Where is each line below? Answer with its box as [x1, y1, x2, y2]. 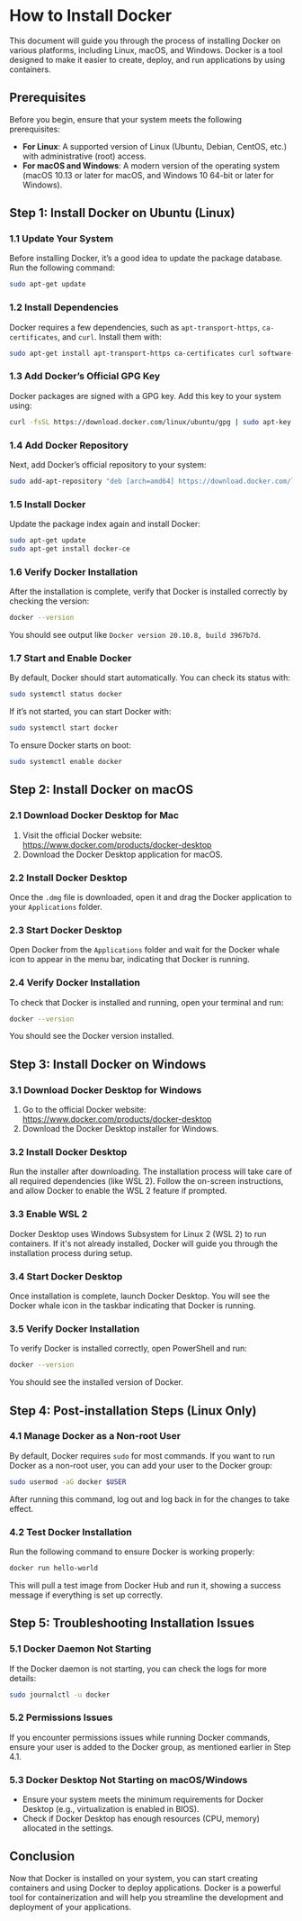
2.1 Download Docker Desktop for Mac [9, 809, 180, 822]
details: [9, 1672, 37, 1683]
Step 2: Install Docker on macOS [9, 782, 193, 797]
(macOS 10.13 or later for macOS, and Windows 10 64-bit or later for [22, 169, 274, 180]
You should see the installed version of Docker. [9, 1377, 184, 1388]
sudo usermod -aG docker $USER [9, 1477, 127, 1487]
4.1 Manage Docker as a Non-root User [9, 1430, 182, 1443]
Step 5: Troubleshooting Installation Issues [9, 1616, 254, 1631]
